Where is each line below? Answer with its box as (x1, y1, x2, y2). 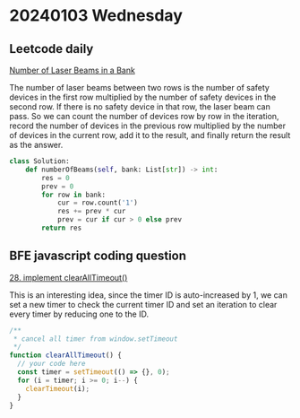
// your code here (17, 360, 87, 369)
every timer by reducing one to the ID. (9, 309, 150, 319)
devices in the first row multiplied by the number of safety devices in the (9, 91, 277, 102)
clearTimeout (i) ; (25, 384, 90, 393)
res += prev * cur (56, 207, 126, 216)
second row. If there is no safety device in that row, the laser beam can (9, 101, 270, 112)
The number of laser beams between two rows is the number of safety (9, 83, 270, 92)
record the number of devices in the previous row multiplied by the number (9, 120, 287, 131)
